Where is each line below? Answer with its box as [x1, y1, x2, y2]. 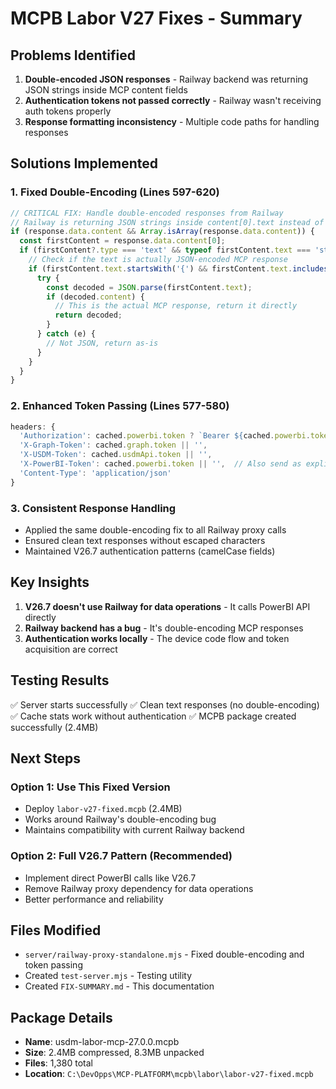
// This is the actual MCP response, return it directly [54, 301, 298, 311]
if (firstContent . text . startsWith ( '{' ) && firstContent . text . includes [28, 263, 329, 274]
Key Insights [10, 574, 90, 591]
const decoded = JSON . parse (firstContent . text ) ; [46, 282, 253, 292]
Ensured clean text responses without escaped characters [24, 535, 266, 547]
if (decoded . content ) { [46, 292, 145, 302]
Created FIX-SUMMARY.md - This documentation [24, 980, 215, 992]
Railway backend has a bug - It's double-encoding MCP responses [24, 622, 304, 634]
